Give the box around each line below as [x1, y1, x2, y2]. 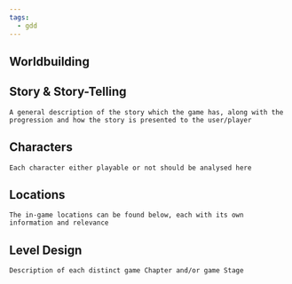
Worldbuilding [9, 54, 91, 69]
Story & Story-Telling [9, 84, 127, 99]
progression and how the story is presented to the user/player [9, 115, 252, 124]
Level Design [9, 242, 83, 257]
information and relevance [9, 218, 109, 227]
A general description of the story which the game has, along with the [9, 107, 284, 116]
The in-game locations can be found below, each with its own [9, 210, 244, 220]
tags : [9, 12, 29, 22]
